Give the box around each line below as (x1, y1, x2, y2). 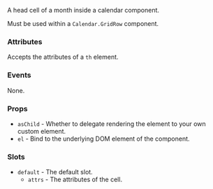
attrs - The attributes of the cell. (27, 175, 123, 184)
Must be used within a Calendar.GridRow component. (7, 20, 159, 27)
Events (7, 70, 31, 80)
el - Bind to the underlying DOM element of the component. (17, 134, 190, 143)
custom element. (17, 127, 66, 135)
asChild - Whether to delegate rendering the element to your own (17, 119, 206, 128)
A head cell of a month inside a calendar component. (7, 6, 159, 14)
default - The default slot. (17, 168, 93, 176)
